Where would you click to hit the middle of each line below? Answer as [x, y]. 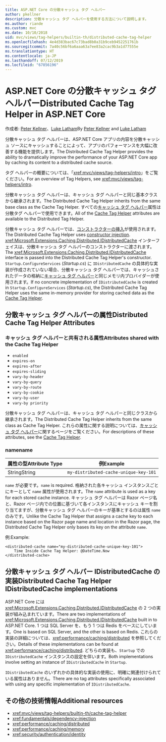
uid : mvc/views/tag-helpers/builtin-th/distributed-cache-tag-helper [79, 38]
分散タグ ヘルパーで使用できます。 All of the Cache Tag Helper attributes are [83, 213]
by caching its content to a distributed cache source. [59, 163]
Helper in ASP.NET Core [55, 114]
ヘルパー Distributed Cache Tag [70, 103]
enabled [20, 356]
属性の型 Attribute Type [35, 464]
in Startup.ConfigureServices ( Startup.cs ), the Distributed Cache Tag [76, 287]
